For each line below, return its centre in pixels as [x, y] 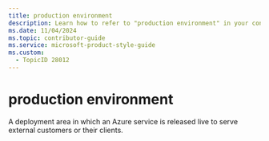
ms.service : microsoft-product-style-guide [82, 45]
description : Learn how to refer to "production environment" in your [128, 23]
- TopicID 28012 [42, 61]
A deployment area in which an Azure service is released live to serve [123, 121]
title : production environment [60, 16]
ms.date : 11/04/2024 [43, 30]
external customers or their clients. [66, 130]
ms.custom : [26, 53]
